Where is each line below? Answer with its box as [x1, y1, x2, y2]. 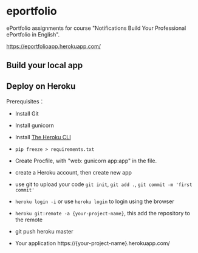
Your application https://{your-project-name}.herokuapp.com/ [15, 240, 170, 247]
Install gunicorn [15, 122, 55, 129]
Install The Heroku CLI [15, 134, 71, 141]
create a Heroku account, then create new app [15, 169, 132, 176]
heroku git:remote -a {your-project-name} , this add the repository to [15, 210, 190, 217]
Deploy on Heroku [6, 81, 76, 91]
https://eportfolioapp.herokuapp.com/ [6, 43, 101, 50]
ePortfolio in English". [6, 30, 60, 38]
